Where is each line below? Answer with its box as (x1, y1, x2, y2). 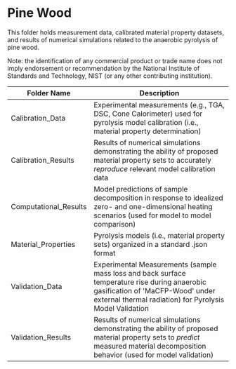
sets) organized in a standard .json (93, 239, 208, 249)
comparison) (93, 219, 136, 229)
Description (139, 88, 180, 98)
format (93, 248, 116, 257)
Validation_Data (11, 281, 63, 291)
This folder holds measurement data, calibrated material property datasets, (7, 28, 225, 36)
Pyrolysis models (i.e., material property (93, 230, 225, 240)
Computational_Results (11, 201, 87, 211)
